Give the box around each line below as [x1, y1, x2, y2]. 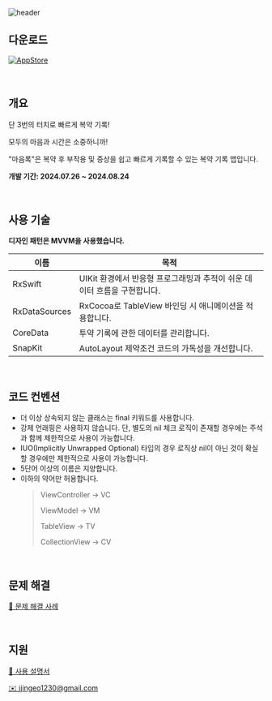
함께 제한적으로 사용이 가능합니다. [28, 433, 135, 443]
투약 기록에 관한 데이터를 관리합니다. [79, 328, 210, 339]
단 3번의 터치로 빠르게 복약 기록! [8, 119, 110, 129]
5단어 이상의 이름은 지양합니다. [19, 463, 118, 474]
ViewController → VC [40, 490, 111, 500]
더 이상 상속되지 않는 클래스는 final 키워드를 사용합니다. [19, 413, 194, 423]
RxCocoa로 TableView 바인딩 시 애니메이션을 [79, 300, 244, 312]
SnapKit [12, 342, 43, 354]
